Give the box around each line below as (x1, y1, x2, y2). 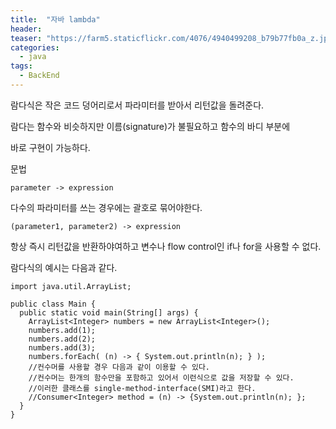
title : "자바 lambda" (10, 14, 101, 25)
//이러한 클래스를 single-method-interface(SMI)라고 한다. (28, 383, 257, 393)
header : (10, 24, 43, 34)
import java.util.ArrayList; (10, 281, 132, 291)
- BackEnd (19, 71, 60, 81)
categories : (10, 42, 60, 53)
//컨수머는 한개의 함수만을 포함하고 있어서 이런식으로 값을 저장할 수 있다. (28, 372, 295, 383)
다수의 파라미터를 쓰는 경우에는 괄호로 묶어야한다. (10, 201, 203, 213)
